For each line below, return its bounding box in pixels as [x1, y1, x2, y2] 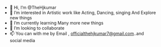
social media [9, 38, 36, 43]
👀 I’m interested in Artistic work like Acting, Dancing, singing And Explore [9, 10, 156, 16]
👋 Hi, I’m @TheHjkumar [9, 5, 57, 10]
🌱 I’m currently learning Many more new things [9, 20, 104, 26]
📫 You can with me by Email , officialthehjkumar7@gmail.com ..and [9, 31, 144, 36]
